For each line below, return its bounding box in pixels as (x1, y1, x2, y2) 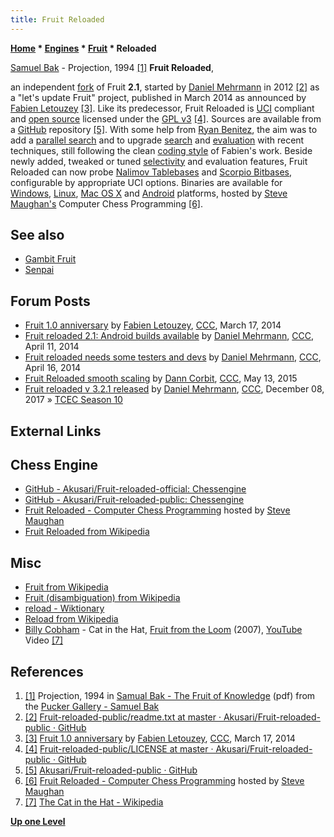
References (10, 663, 84, 680)
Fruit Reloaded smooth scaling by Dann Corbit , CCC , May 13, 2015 (24, 372, 298, 385)
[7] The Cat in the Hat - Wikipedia (24, 796, 164, 808)
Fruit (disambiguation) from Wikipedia (24, 592, 181, 604)
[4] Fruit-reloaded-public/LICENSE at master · (24, 743, 214, 755)
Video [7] (24, 634, 64, 646)
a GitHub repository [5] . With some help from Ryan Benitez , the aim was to (10, 123, 318, 135)
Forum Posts (10, 292, 91, 310)
